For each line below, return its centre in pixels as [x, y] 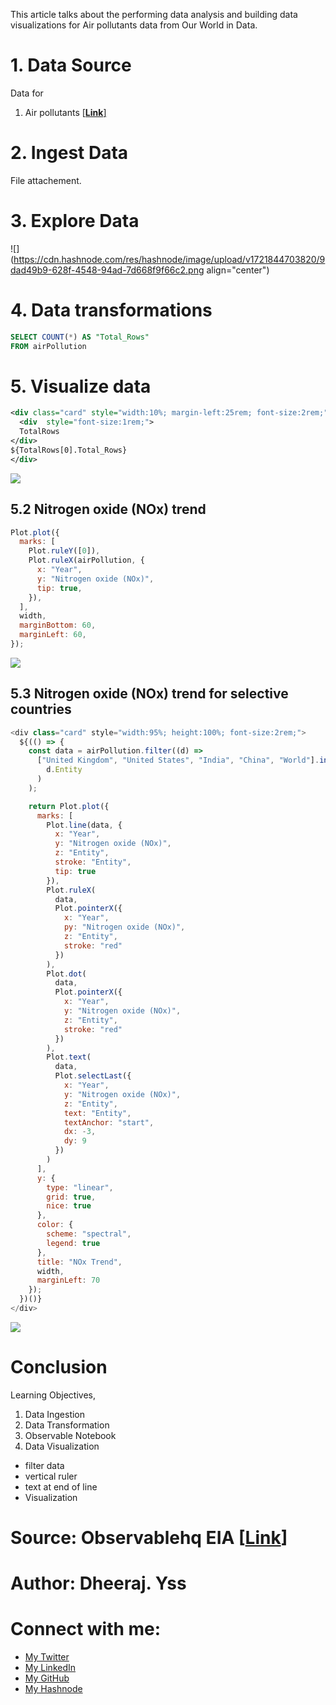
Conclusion [59, 1367]
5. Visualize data [81, 386]
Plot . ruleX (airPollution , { [86, 560]
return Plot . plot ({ [69, 806]
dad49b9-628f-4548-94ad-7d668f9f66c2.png [107, 270]
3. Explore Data [75, 221]
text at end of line [61, 1486]
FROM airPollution [48, 346]
